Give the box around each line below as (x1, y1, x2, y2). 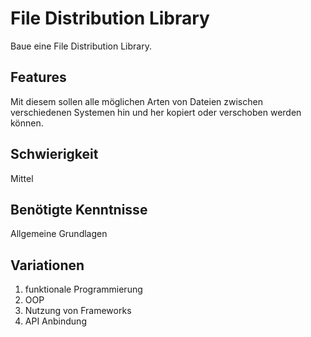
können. (10, 117, 44, 129)
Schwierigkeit (10, 146, 99, 163)
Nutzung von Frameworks (24, 305, 132, 317)
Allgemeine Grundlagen (10, 228, 108, 240)
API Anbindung (24, 315, 87, 327)
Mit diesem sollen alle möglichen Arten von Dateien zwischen (10, 95, 263, 107)
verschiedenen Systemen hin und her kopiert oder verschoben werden (10, 106, 302, 118)
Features (10, 69, 67, 86)
